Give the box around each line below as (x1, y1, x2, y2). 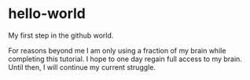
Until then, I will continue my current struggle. (8, 62, 156, 71)
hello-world (8, 5, 86, 23)
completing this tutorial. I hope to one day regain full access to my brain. (8, 54, 242, 64)
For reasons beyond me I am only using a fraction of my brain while (8, 45, 226, 55)
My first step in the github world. (8, 31, 114, 40)
